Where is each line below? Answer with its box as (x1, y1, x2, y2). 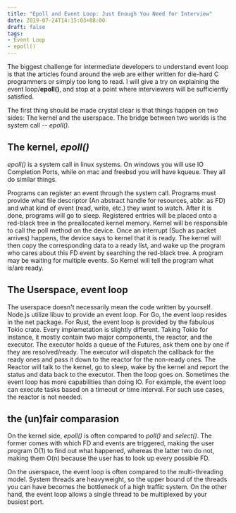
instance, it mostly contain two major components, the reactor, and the (7, 333, 213, 341)
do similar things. (7, 175, 58, 183)
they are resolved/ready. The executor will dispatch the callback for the (7, 347, 214, 356)
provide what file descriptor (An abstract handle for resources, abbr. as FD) (7, 196, 226, 204)
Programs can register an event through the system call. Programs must (7, 188, 216, 197)
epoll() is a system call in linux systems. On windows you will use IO (7, 160, 204, 168)
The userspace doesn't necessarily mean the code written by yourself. (7, 302, 213, 311)
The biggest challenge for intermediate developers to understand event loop (7, 63, 229, 70)
